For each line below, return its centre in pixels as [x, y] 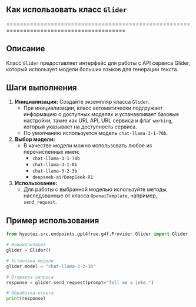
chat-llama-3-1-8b [55, 165]
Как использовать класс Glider [67, 10]
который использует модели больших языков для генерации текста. [92, 69]
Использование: [36, 183]
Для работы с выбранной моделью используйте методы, [96, 189]
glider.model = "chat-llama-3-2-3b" [51, 266]
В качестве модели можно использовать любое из [88, 146]
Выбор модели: [35, 139]
